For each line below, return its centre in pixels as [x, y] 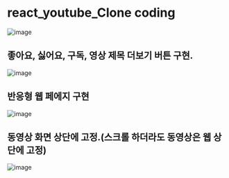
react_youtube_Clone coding [91, 13]
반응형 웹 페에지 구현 [48, 96]
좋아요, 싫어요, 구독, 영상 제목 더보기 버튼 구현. [100, 56]
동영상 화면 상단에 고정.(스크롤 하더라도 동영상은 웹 [109, 137]
